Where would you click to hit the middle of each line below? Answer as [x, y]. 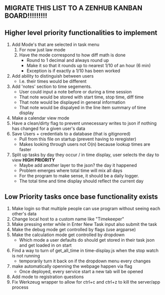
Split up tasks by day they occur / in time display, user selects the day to [85, 155]
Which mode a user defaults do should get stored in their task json [87, 240]
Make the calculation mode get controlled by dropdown [68, 235]
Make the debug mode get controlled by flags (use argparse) [74, 230]
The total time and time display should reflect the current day [81, 181]
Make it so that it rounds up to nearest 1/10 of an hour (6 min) [89, 66]
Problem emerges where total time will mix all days [71, 170]
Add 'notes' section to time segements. [52, 86]
